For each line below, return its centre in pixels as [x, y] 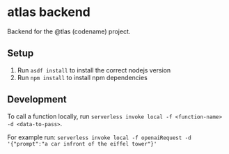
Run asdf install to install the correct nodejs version [94, 70]
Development [37, 99]
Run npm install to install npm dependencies [82, 77]
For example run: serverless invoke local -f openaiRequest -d [99, 137]
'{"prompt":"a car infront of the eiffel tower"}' [82, 144]
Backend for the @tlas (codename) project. [69, 31]
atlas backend [49, 12]
